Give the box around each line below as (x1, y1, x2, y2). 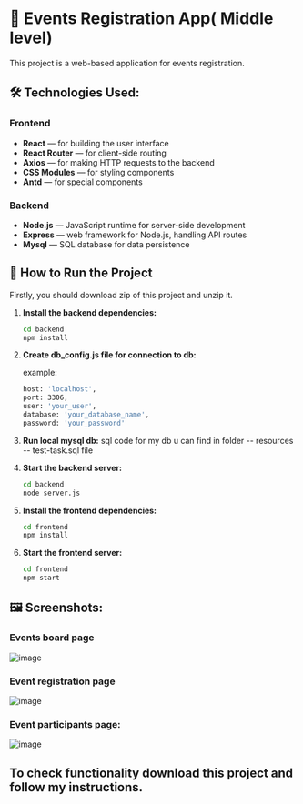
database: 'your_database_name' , (22, 410, 150, 419)
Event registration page (9, 675, 116, 688)
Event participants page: (9, 719, 121, 731)
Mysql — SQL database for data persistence (22, 238, 190, 249)
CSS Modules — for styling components (22, 166, 175, 177)
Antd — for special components (22, 176, 143, 187)
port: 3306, (22, 393, 68, 403)
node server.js (22, 488, 81, 497)
